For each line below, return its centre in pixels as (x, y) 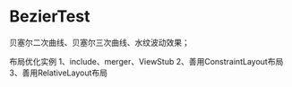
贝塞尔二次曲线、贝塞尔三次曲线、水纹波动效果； (99, 42)
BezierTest (50, 17)
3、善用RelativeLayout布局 (59, 73)
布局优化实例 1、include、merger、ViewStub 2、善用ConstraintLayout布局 (146, 61)
